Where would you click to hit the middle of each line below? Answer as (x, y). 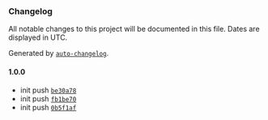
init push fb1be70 (48, 98)
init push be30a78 (48, 90)
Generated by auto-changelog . (59, 54)
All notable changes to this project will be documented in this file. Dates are (134, 29)
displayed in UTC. (38, 37)
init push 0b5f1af (48, 107)
